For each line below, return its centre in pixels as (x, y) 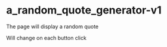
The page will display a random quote (52, 26)
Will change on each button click (46, 38)
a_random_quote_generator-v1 (84, 10)
